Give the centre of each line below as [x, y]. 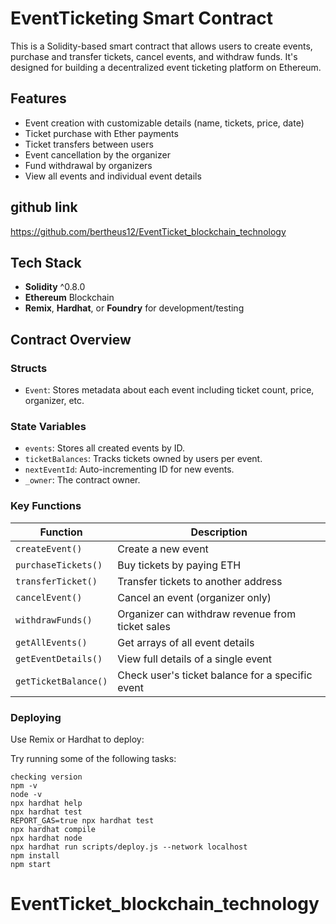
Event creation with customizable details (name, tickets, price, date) [164, 123]
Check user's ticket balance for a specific [215, 675]
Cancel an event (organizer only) [194, 597]
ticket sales [144, 626]
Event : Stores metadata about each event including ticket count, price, [169, 390]
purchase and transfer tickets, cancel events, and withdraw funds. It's [154, 56]
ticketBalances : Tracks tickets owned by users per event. [143, 459]
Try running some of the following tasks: [93, 758]
